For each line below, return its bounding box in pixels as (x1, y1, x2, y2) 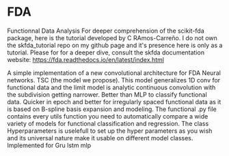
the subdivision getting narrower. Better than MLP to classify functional (7, 90, 207, 99)
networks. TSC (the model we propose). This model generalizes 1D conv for (7, 76, 221, 84)
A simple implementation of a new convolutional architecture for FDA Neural (7, 69, 221, 77)
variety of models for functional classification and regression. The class (7, 119, 209, 127)
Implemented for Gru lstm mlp (7, 141, 92, 149)
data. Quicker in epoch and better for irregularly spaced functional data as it (7, 97, 221, 106)
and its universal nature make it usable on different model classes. (7, 134, 193, 142)
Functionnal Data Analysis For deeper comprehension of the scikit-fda (7, 27, 205, 35)
